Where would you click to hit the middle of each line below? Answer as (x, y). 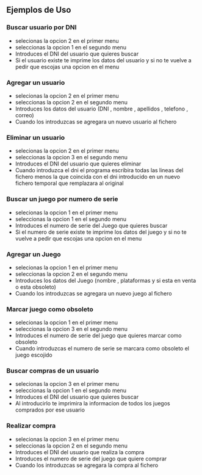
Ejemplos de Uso (39, 10)
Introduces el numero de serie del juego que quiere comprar (91, 459)
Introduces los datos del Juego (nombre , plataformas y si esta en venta (106, 280)
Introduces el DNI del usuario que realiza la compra (80, 452)
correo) (25, 115)
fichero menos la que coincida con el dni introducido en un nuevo (97, 177)
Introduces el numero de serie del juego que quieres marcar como (98, 336)
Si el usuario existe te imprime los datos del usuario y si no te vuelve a (103, 60)
